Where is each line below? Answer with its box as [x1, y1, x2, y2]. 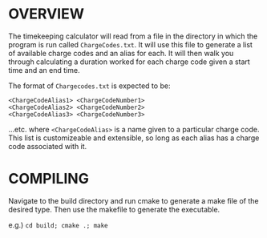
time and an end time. [8, 65, 80, 75]
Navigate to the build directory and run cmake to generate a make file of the [8, 196, 259, 205]
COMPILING [8, 170, 90, 188]
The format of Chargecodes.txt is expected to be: [8, 81, 171, 91]
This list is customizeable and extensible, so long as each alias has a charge [8, 133, 260, 143]
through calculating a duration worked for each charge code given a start [8, 57, 250, 67]
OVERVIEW [8, 5, 85, 23]
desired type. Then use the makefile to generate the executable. [8, 204, 220, 214]
